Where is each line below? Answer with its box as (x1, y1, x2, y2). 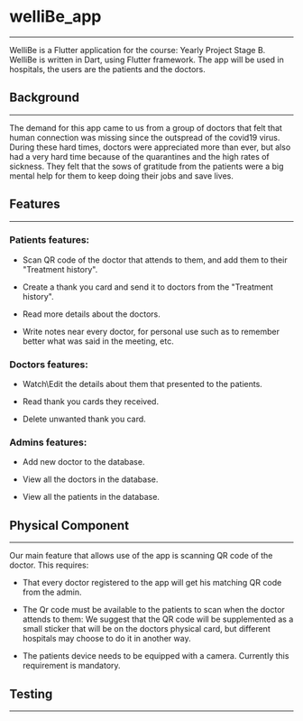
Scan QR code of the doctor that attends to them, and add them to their (22, 254, 288, 265)
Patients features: (9, 234, 90, 246)
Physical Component (9, 517, 129, 533)
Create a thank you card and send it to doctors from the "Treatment (22, 282, 273, 292)
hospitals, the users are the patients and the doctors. (9, 63, 206, 74)
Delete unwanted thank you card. (22, 413, 146, 425)
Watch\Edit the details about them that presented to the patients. (22, 379, 263, 390)
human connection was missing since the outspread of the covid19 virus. (9, 132, 280, 143)
